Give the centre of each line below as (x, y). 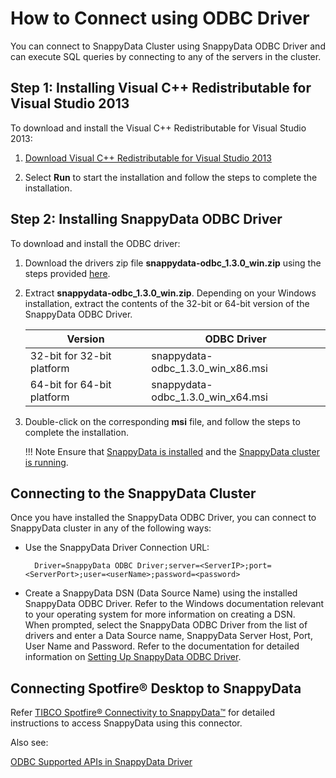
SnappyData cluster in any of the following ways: (111, 528)
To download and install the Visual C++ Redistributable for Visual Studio (158, 128)
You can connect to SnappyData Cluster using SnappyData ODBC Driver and (168, 46)
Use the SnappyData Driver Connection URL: (117, 548)
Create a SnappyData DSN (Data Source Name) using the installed (161, 593)
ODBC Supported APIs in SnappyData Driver (101, 762)
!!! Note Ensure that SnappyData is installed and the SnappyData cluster (172, 451)
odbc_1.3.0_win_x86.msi (209, 368)
